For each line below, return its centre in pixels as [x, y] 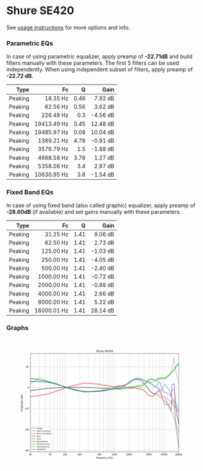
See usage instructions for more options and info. [68, 27]
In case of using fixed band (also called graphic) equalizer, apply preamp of [101, 205]
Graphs [17, 328]
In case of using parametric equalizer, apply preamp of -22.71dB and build [99, 57]
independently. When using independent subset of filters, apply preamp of [100, 69]
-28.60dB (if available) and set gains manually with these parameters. [94, 212]
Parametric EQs [30, 43]
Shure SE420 [40, 11]
